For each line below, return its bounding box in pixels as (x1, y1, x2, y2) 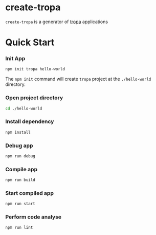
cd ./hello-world (5, 106, 42, 111)
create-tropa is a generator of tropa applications (5, 19, 108, 25)
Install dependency (5, 118, 54, 125)
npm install (5, 130, 31, 135)
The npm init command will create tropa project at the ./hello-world (5, 76, 151, 82)
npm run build (5, 177, 36, 183)
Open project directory (5, 94, 63, 101)
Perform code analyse (5, 213, 62, 221)
